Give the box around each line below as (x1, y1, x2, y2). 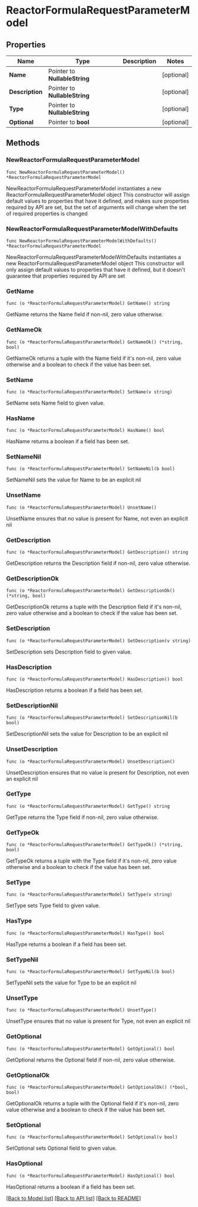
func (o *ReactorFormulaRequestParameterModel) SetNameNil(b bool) (6, 466, 176, 472)
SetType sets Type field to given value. (6, 902, 100, 909)
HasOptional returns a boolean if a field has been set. (6, 1183, 136, 1190)
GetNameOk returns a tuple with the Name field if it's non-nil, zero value (6, 354, 181, 362)
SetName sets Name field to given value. (6, 399, 105, 406)
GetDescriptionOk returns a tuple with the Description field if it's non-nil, (6, 603, 182, 610)
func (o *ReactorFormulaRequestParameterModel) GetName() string (6, 301, 170, 307)
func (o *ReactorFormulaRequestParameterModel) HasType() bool (6, 930, 165, 936)
